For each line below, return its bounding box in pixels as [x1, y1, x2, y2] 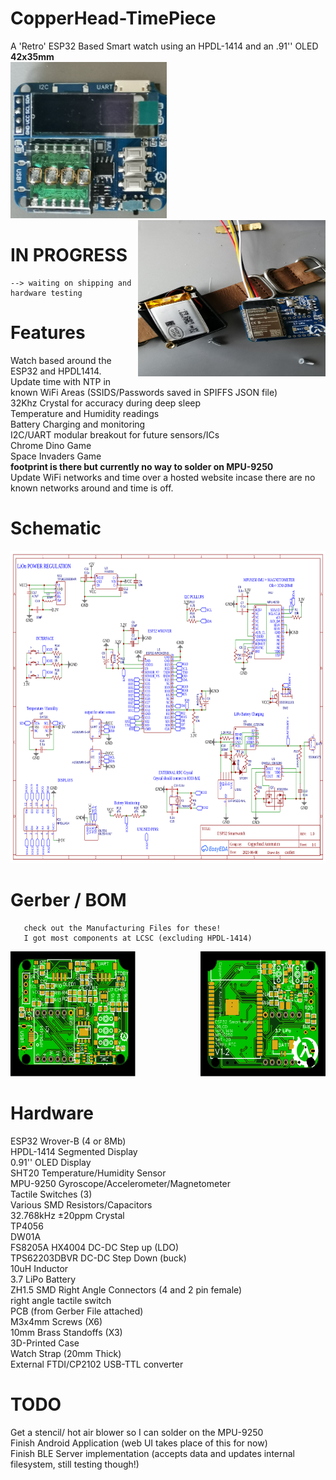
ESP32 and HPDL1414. [10, 365, 102, 377]
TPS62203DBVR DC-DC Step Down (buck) [10, 1252, 187, 1264]
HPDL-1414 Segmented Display [10, 1145, 138, 1157]
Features [10, 322, 86, 344]
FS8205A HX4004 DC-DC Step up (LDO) [10, 1241, 180, 1253]
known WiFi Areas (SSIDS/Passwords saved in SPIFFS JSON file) [10, 386, 278, 398]
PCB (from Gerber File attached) [10, 1305, 144, 1317]
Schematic [10, 517, 102, 539]
